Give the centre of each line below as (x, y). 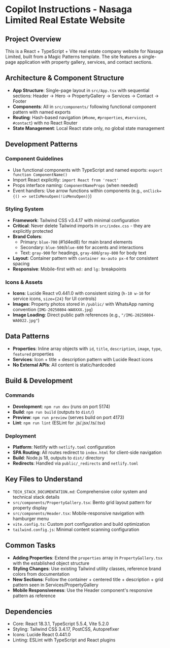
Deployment (21, 436)
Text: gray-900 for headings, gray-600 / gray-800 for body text (83, 253)
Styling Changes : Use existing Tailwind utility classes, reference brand (87, 569)
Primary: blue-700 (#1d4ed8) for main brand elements (76, 242)
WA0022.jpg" (25, 321)
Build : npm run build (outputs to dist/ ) (53, 412)
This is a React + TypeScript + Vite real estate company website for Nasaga (84, 51)
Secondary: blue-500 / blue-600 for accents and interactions (82, 247)
